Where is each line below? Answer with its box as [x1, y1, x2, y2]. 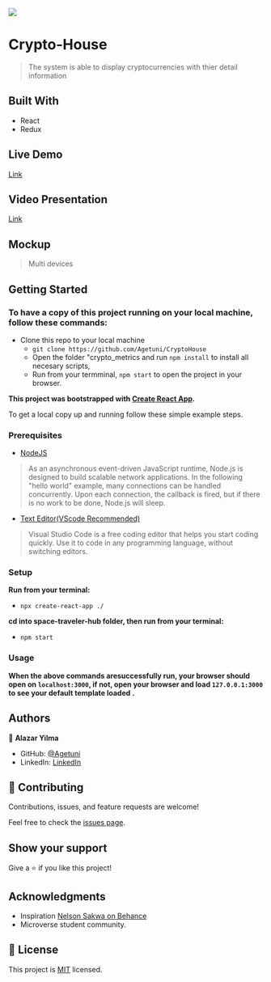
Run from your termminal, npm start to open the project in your [32, 369, 243, 379]
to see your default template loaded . [8, 688, 135, 697]
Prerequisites [8, 430, 62, 441]
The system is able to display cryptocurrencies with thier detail [28, 61, 239, 72]
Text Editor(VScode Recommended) [19, 514, 141, 523]
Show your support [8, 841, 108, 855]
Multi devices [28, 259, 74, 269]
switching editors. [28, 547, 88, 557]
